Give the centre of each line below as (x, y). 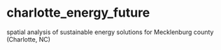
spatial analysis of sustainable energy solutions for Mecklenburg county (110, 32)
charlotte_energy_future (78, 13)
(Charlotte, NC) (28, 39)
